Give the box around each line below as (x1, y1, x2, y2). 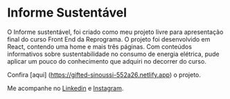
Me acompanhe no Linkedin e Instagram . (7, 84, 124, 92)
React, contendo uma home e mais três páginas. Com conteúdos (7, 42, 193, 51)
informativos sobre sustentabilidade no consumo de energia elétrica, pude (7, 50, 220, 58)
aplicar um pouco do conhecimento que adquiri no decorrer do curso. (7, 57, 206, 65)
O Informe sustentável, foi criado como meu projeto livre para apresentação (7, 28, 224, 36)
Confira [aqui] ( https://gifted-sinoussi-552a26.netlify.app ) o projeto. (7, 71, 201, 79)
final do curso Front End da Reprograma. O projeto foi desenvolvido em (7, 35, 211, 43)
